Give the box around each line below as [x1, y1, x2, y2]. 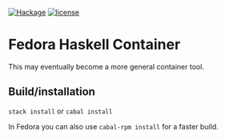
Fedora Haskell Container [8, 36, 181, 54]
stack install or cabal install [8, 106, 113, 116]
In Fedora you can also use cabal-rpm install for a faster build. [8, 121, 219, 131]
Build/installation [8, 85, 96, 99]
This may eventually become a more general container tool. [8, 62, 204, 71]
